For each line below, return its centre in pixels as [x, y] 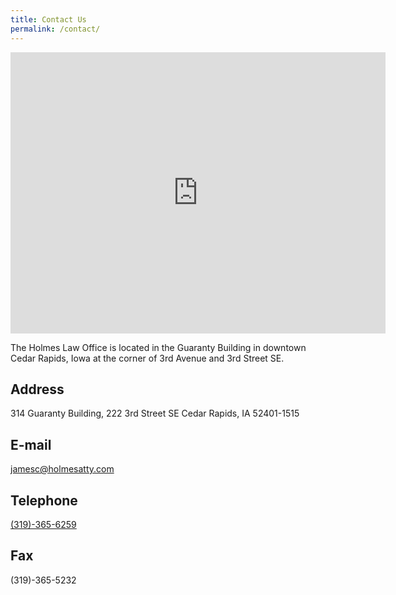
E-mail [31, 444]
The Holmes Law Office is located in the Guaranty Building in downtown [158, 347]
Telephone [44, 500]
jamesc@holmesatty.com [62, 469]
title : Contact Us [48, 19]
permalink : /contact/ [55, 29]
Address [37, 389]
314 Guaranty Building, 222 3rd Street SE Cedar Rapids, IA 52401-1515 [155, 413]
